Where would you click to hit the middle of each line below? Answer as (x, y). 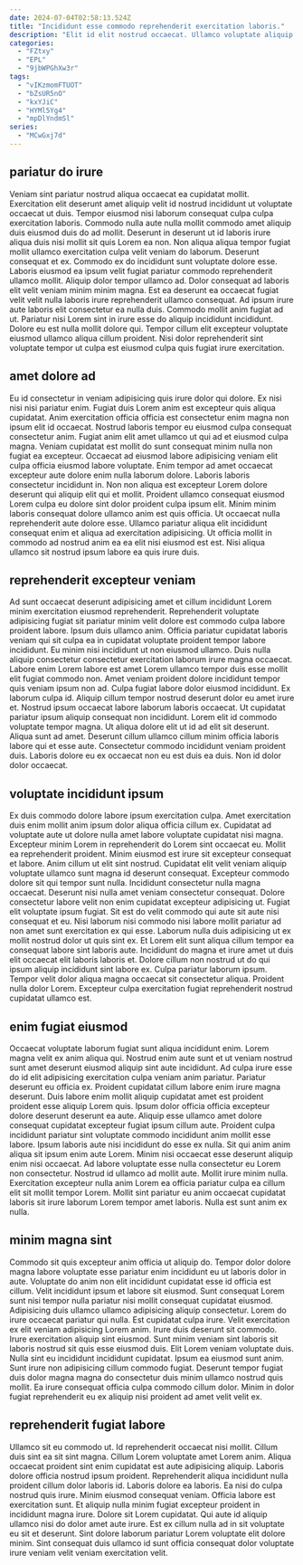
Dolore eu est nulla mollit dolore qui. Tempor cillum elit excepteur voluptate (149, 328)
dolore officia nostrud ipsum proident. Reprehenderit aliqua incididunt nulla (149, 1475)
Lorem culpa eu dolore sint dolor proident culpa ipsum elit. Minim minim (143, 504)
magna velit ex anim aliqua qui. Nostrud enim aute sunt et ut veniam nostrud (151, 1058)
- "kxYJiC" (38, 102)
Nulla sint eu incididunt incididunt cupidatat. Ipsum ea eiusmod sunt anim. (147, 1358)
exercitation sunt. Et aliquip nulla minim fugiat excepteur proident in (135, 1504)
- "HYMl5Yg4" (42, 110)
